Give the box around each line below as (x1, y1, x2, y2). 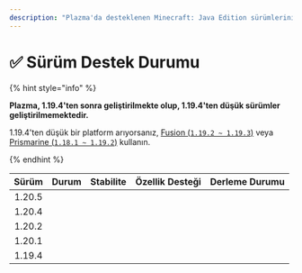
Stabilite (90, 175, 128, 187)
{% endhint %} (9, 154, 65, 165)
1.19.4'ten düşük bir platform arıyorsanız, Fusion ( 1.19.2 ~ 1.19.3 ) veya (9, 127, 274, 138)
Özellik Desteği (135, 175, 202, 187)
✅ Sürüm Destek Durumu (9, 51, 200, 72)
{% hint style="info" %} (9, 82, 97, 93)
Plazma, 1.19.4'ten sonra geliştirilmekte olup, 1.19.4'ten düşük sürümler (9, 100, 280, 111)
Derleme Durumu (209, 175, 285, 187)
